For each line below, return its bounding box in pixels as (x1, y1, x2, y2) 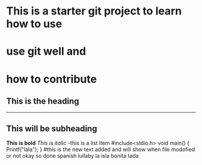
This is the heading (6, 96, 79, 106)
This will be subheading (6, 123, 97, 134)
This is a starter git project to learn (6, 4, 182, 18)
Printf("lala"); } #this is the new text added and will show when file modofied (6, 146, 195, 153)
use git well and (6, 45, 86, 58)
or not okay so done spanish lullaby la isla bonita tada (6, 152, 139, 160)
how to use (6, 17, 63, 31)
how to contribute (6, 72, 97, 86)
